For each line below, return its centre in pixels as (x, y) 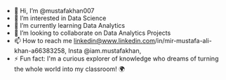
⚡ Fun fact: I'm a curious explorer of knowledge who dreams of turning (116, 58)
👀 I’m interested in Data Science (60, 18)
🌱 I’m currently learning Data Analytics (69, 25)
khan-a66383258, (40, 51)
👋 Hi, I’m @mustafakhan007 (54, 11)
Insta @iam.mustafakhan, (105, 51)
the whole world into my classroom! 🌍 (69, 69)
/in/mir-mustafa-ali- (183, 41)
